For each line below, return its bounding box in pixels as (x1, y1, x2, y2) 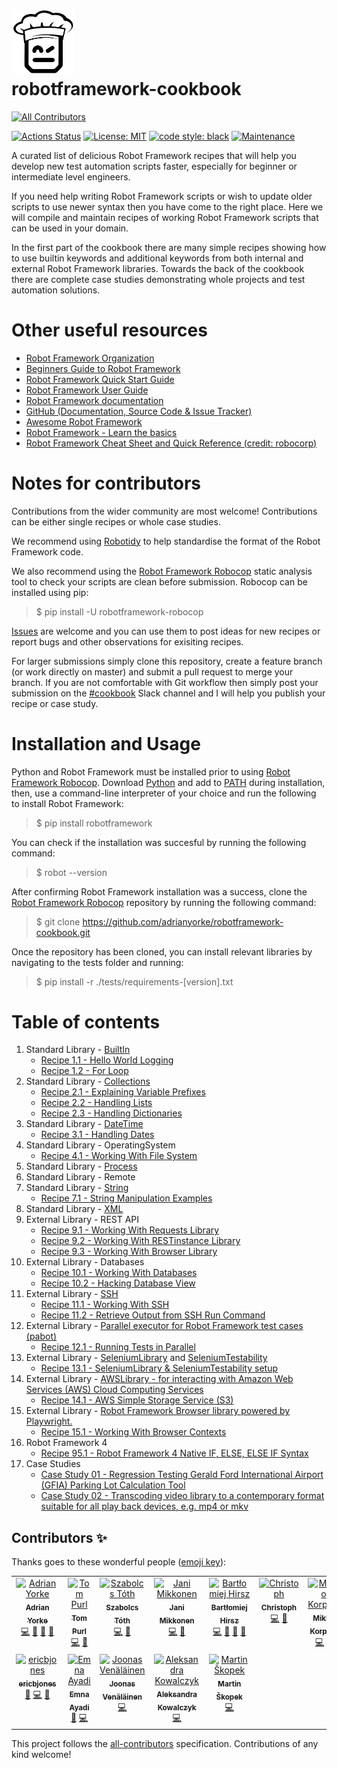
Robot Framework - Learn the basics (25, 426, 178, 438)
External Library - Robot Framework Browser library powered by (25, 1405, 291, 1417)
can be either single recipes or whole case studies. (11, 515, 221, 528)
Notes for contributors (11, 472, 201, 494)
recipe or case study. (11, 697, 99, 709)
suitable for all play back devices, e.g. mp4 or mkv (40, 1500, 249, 1513)
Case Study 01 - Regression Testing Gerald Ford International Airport (40, 1469, 324, 1481)
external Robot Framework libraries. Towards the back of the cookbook (11, 262, 305, 274)
